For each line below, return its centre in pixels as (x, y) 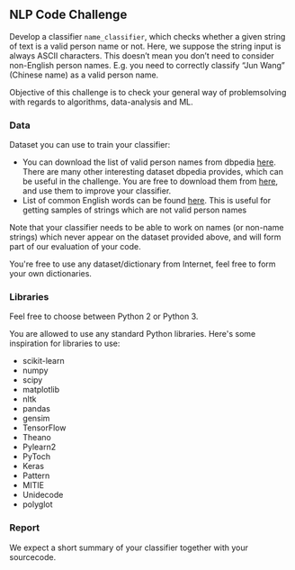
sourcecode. (33, 556)
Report (25, 528)
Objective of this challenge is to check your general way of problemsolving (148, 92)
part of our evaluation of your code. (75, 247)
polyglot (37, 504)
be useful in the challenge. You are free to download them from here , (150, 181)
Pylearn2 (39, 447)
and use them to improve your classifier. (97, 191)
